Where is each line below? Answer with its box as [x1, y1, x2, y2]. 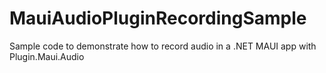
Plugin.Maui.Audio [9, 50, 85, 62]
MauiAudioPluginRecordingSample [9, 7, 307, 30]
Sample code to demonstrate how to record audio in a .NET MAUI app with [9, 40, 317, 52]
